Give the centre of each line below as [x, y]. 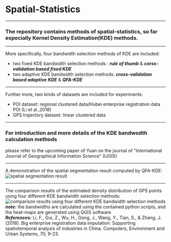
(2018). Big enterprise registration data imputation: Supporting [70, 223]
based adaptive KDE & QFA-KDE [48, 80]
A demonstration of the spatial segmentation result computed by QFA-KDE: [84, 170]
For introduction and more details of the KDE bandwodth [76, 133]
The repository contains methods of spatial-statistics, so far [81, 32]
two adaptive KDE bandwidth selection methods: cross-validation [82, 74]
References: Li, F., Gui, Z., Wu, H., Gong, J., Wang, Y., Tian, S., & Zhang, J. [83, 218]
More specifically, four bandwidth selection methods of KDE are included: [83, 54]
